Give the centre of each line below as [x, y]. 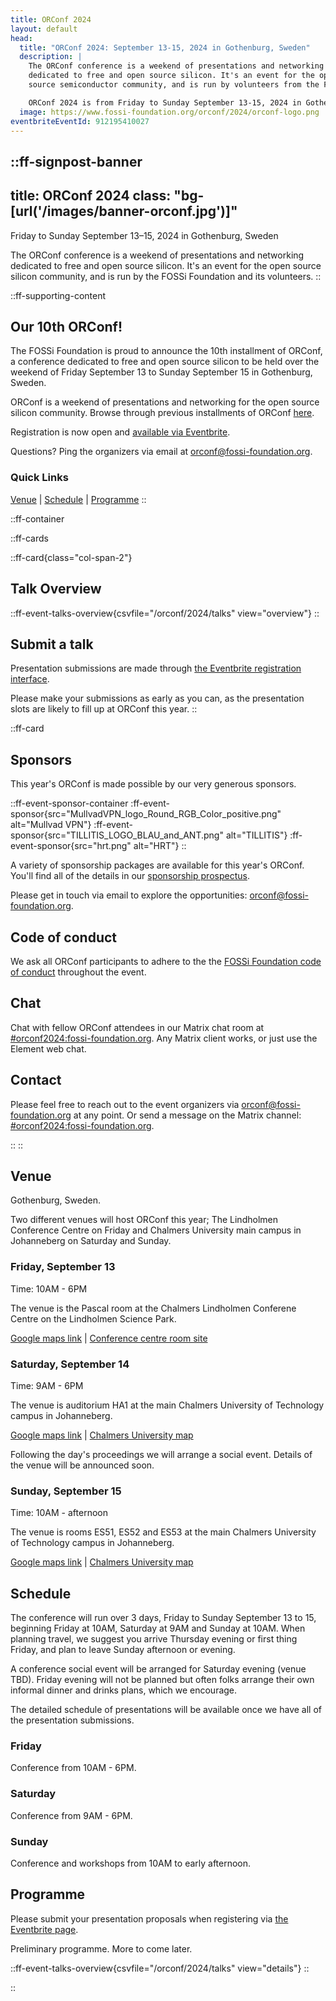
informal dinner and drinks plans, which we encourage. [124, 1690]
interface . [30, 679]
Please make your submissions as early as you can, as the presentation [157, 698]
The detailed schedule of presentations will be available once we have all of [166, 1710]
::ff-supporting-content [58, 295]
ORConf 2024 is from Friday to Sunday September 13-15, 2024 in [165, 102]
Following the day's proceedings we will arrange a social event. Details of [161, 1454]
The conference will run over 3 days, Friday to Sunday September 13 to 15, [163, 1618]
